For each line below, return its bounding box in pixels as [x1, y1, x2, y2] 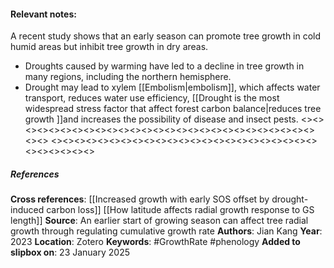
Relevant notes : [10, 8, 77, 20]
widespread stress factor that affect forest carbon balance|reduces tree [24, 103, 322, 115]
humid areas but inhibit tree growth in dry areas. [10, 41, 209, 53]
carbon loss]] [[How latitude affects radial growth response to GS [46, 204, 315, 216]
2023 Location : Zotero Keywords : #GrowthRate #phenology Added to [10, 236, 301, 248]
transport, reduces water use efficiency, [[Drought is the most [24, 92, 280, 104]
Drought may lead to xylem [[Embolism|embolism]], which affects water [24, 81, 321, 94]
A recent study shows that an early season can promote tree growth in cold [10, 30, 322, 42]
